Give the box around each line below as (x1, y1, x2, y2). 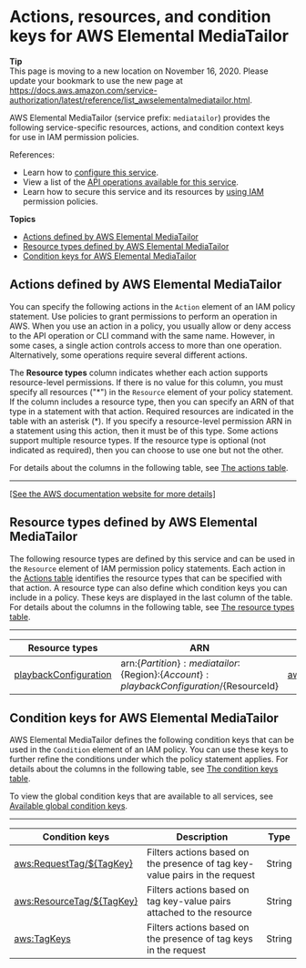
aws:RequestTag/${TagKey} (14, 858, 134, 871)
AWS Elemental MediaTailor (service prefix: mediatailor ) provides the (9, 112, 270, 123)
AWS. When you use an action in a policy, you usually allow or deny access (9, 321, 291, 331)
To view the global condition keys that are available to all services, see (9, 790, 273, 802)
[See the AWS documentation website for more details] (9, 488, 216, 499)
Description (176, 830, 229, 843)
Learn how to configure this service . (22, 167, 159, 178)
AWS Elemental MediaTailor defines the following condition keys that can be (9, 735, 294, 746)
